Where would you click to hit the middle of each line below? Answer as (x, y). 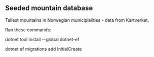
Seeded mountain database (49, 8)
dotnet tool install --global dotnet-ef (42, 39)
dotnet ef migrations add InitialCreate (43, 49)
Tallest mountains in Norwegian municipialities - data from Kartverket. (77, 20)
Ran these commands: (28, 30)
